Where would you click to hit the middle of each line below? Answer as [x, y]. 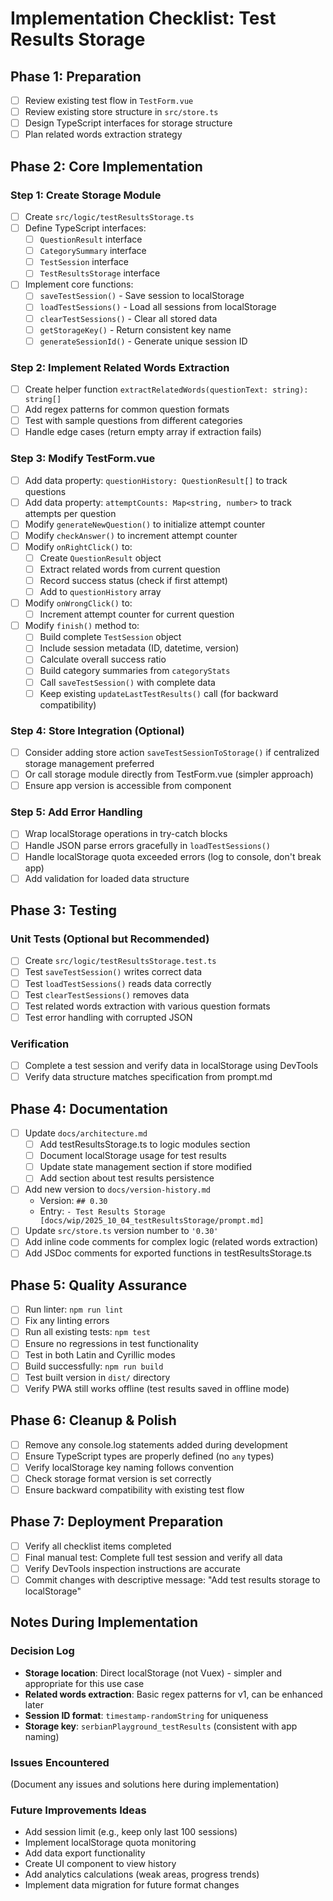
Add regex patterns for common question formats [127, 409]
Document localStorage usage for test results [133, 1156]
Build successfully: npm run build [94, 1366]
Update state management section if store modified [146, 1167]
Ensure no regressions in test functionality [111, 1343]
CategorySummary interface [93, 251]
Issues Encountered [60, 1762]
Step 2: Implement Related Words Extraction [120, 367]
